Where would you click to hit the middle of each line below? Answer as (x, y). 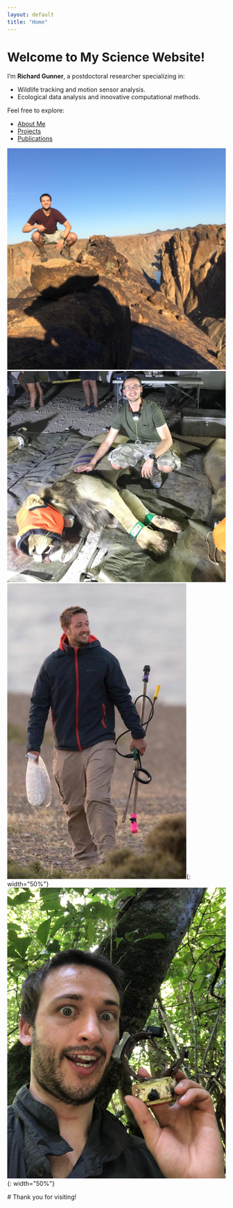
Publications (35, 139)
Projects (29, 131)
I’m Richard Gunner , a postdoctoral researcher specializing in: (96, 76)
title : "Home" (28, 22)
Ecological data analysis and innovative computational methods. (109, 97)
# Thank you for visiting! (42, 1197)
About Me (32, 124)
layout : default (31, 15)
